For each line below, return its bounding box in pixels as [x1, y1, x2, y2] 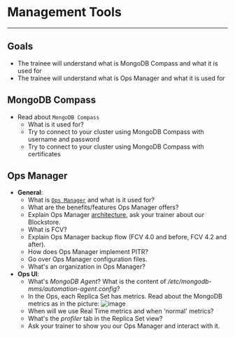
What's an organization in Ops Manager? [27, 262, 145, 271]
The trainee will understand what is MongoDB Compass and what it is [17, 59, 218, 67]
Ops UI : [17, 270, 40, 278]
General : [17, 188, 43, 197]
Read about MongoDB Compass [17, 112, 100, 121]
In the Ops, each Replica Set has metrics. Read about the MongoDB [27, 292, 222, 301]
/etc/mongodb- [167, 277, 212, 286]
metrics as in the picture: [27, 299, 100, 308]
